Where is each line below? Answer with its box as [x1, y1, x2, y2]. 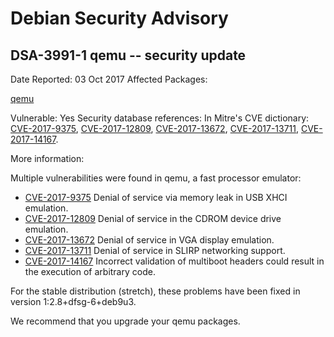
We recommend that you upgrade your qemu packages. [10, 315, 241, 327]
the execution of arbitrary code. [24, 266, 156, 277]
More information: [10, 153, 85, 164]
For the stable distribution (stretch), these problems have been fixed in [10, 285, 301, 297]
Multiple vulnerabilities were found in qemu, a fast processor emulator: [10, 172, 302, 184]
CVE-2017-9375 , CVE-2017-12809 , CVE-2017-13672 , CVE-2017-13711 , [10, 123, 300, 134]
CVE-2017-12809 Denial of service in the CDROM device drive [24, 213, 282, 224]
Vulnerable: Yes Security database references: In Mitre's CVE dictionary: [10, 112, 310, 124]
